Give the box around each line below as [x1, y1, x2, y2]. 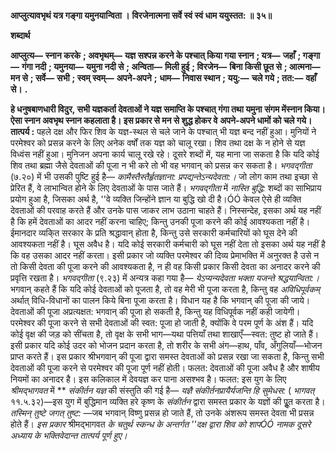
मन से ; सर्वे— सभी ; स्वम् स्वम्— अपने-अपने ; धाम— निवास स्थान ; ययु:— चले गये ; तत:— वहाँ [10, 72, 317, 84]
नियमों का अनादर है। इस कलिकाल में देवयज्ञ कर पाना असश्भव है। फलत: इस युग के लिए [10, 373, 287, 385]
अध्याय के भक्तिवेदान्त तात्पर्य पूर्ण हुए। [10, 430, 128, 441]
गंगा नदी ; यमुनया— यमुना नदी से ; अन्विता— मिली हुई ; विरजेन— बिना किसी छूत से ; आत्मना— [21, 61, 321, 72]
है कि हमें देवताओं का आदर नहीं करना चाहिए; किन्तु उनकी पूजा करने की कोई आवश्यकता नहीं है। [10, 216, 311, 227]
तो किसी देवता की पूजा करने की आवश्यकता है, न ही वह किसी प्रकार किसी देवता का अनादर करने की [10, 261, 321, 272]
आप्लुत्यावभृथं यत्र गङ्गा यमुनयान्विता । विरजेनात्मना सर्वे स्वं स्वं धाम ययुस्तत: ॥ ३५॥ [10, 10, 272, 21]
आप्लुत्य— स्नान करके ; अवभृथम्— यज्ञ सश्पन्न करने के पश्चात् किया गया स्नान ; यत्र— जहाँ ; [10, 50, 302, 61]
